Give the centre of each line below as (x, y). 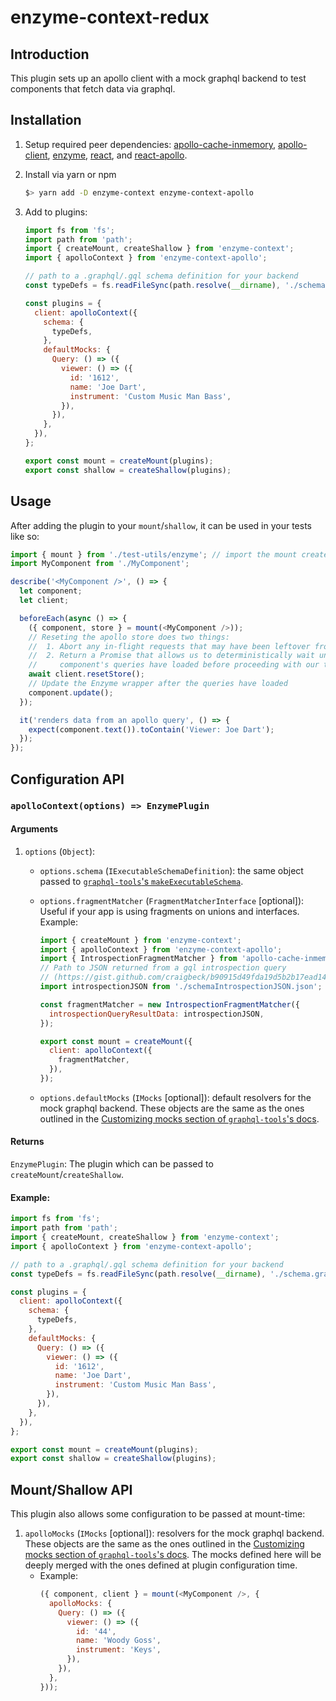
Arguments (34, 829)
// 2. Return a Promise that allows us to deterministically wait (171, 656)
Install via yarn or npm (70, 174)
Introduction (50, 54)
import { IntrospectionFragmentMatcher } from (138, 959)
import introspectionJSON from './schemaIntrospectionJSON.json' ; (181, 987)
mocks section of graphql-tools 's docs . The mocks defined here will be (173, 1555)
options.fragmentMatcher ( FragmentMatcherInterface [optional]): (172, 900)
